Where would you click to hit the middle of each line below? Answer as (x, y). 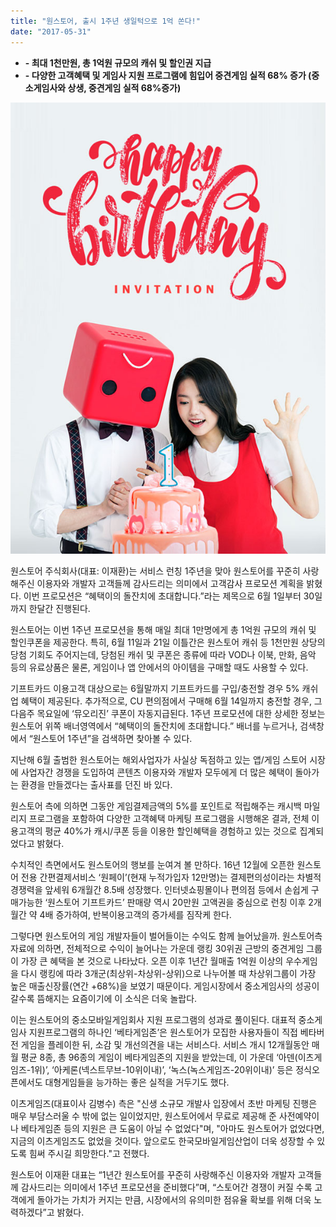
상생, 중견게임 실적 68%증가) (124, 87)
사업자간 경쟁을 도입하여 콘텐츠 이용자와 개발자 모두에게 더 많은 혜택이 (156, 772)
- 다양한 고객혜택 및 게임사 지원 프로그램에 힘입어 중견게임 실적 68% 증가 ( (168, 75)
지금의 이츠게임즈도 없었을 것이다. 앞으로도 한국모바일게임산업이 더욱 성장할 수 (162, 1141)
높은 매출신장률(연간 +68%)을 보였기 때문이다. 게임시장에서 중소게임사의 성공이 (165, 986)
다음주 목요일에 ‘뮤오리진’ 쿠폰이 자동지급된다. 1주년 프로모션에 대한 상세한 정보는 (168, 713)
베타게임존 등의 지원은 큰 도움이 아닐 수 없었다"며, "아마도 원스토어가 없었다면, (172, 1128)
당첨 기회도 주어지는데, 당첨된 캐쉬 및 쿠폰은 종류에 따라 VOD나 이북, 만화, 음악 (163, 654)
